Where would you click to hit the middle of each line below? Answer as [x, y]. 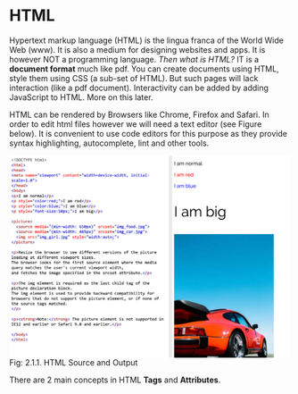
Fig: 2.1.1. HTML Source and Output [74, 362]
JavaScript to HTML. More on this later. [81, 97]
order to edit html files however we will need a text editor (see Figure [136, 124]
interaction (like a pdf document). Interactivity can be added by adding [139, 88]
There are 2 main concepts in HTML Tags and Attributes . [115, 380]
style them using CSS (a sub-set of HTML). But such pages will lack [134, 78]
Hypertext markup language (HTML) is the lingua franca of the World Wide [146, 40]
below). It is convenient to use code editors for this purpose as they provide [149, 133]
